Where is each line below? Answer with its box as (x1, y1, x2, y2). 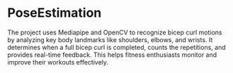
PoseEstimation (7, 5, 102, 21)
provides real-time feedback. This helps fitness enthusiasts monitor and (7, 51, 217, 59)
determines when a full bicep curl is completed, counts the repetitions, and (7, 43, 226, 51)
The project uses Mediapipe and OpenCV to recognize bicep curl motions (7, 28, 222, 36)
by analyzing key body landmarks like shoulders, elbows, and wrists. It (7, 35, 213, 44)
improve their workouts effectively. (7, 58, 108, 66)
